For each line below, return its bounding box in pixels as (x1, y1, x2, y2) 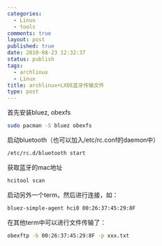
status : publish (7, 56, 54, 63)
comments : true (7, 29, 52, 37)
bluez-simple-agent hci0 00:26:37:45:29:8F (7, 204, 136, 212)
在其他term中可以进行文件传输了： (7, 218, 107, 226)
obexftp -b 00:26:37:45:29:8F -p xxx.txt (7, 232, 130, 239)
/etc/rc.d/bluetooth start (7, 150, 86, 157)
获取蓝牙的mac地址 (7, 163, 63, 171)
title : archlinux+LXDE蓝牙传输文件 (7, 82, 105, 89)
